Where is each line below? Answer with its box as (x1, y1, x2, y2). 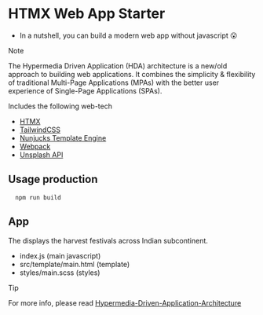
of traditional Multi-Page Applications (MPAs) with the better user (8, 78, 220, 87)
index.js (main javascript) (19, 251, 101, 260)
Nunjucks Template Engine (19, 133, 107, 142)
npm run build (15, 193, 61, 201)
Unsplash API (19, 150, 64, 159)
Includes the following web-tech (8, 101, 112, 111)
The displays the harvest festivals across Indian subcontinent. (8, 236, 208, 245)
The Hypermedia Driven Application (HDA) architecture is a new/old (8, 60, 228, 71)
